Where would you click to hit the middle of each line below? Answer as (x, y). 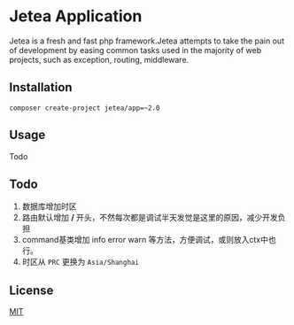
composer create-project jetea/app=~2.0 (85, 108)
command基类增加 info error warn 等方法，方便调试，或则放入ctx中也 (149, 240)
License (31, 290)
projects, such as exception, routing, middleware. (99, 59)
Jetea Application (76, 16)
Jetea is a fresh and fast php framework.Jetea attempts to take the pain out (147, 41)
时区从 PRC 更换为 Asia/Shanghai (81, 262)
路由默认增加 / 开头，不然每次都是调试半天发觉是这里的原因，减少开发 (150, 218)
